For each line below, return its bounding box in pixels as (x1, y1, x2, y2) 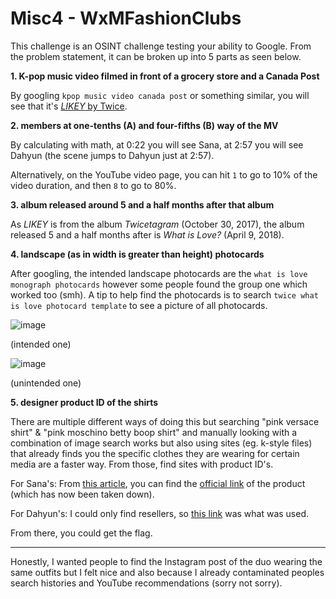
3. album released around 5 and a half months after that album (10, 198, 275, 211)
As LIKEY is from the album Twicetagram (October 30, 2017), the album (10, 218, 305, 230)
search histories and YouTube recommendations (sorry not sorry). (10, 577, 283, 589)
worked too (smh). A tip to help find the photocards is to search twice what (10, 288, 319, 301)
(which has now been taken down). (10, 488, 155, 500)
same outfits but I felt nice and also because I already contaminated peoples (10, 566, 325, 578)
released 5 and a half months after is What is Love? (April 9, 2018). (10, 228, 285, 241)
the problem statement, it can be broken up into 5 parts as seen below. (10, 50, 302, 62)
